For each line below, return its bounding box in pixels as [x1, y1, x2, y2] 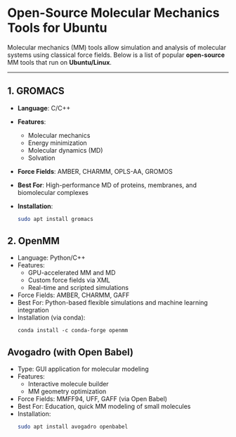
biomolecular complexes [17, 188, 89, 196]
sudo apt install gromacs [17, 215, 93, 222]
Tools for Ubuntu [7, 20, 107, 36]
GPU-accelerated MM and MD [27, 269, 116, 277]
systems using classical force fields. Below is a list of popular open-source [7, 51, 225, 59]
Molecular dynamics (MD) [27, 146, 103, 154]
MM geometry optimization [27, 387, 107, 395]
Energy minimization [27, 139, 88, 147]
